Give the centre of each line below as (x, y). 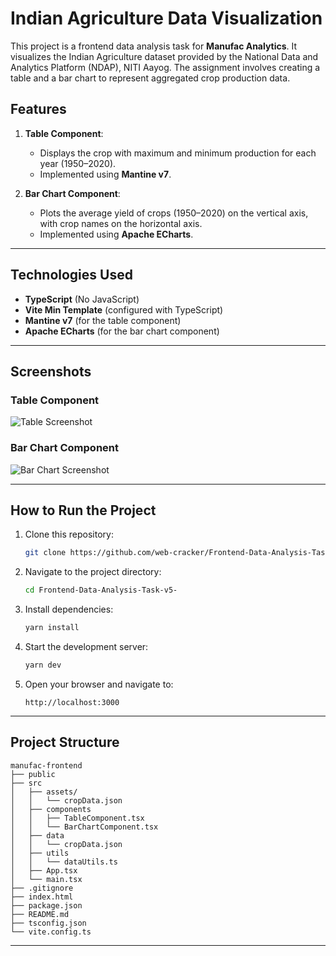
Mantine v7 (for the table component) (103, 320)
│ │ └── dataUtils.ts (64, 862)
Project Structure (65, 742)
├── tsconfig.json (48, 923)
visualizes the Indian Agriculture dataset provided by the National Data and (164, 56)
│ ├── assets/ (44, 792)
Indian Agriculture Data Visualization (166, 18)
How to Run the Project (83, 510)
